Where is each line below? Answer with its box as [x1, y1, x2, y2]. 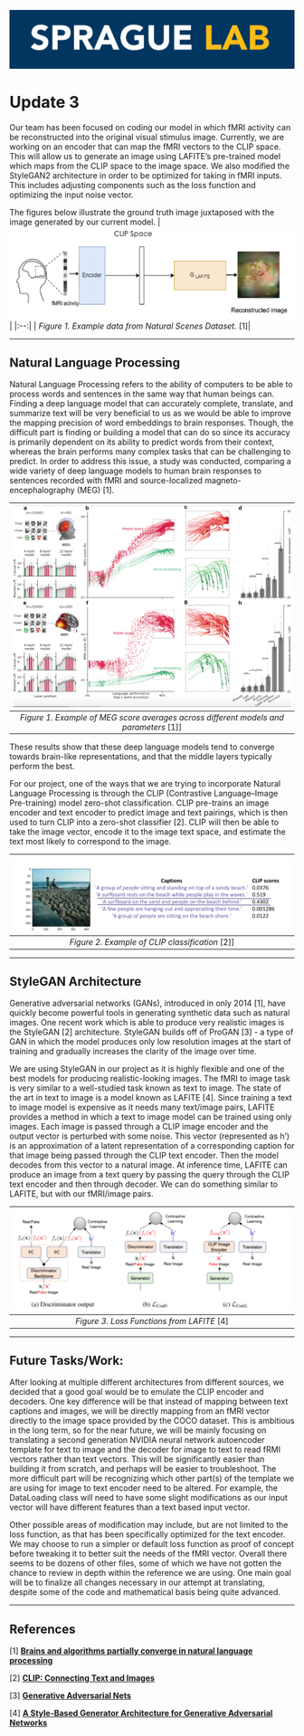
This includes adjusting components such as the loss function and [9, 180, 256, 190]
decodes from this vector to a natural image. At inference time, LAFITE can [9, 1159, 288, 1170]
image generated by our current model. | [9, 216, 161, 227]
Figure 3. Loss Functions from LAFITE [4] [75, 1316, 229, 1327]
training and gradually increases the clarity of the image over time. [9, 1046, 257, 1057]
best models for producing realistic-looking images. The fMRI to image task [9, 1073, 291, 1084]
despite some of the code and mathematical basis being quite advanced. [9, 1587, 281, 1598]
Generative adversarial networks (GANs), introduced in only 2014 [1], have [9, 997, 287, 1009]
